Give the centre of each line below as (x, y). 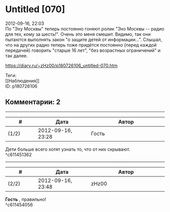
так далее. (16, 56)
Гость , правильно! (26, 199)
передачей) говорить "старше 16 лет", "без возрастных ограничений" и (83, 50)
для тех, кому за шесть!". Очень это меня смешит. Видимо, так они (78, 34)
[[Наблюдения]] (22, 81)
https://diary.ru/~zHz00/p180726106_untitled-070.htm (61, 65)
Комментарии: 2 (33, 102)
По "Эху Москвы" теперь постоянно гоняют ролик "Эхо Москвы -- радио (85, 28)
